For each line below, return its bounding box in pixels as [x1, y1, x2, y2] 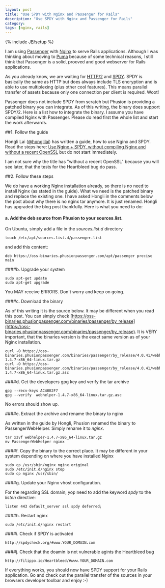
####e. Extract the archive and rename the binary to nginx [5, 411, 124, 417]
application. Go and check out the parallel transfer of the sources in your [5, 572, 152, 578]
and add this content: [5, 244, 48, 250]
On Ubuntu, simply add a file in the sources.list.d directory [5, 226, 123, 232]
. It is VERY [135, 329, 157, 335]
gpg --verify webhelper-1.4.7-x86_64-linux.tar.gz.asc [5, 392, 122, 398]
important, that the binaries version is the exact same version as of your [5, 334, 151, 340]
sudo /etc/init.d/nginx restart [5, 522, 71, 527]
